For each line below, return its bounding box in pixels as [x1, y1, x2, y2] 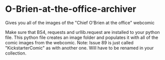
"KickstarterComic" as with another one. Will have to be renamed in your [5, 45, 154, 51]
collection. [5, 50, 27, 56]
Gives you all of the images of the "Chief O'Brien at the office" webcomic [5, 20, 155, 26]
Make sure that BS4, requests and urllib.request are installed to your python [5, 29, 160, 35]
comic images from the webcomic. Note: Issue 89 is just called [5, 39, 134, 45]
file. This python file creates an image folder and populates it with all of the [5, 34, 159, 40]
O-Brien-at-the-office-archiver [5, 3, 137, 15]
